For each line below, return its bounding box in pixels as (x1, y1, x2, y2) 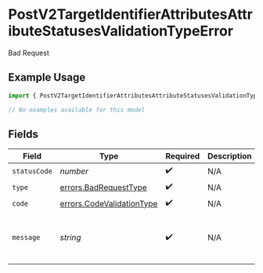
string (59, 232, 81, 243)
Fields (8, 127, 39, 140)
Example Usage (8, 71, 86, 84)
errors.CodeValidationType (59, 198, 158, 209)
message (12, 233, 41, 242)
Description (207, 151, 252, 162)
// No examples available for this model (8, 106, 146, 114)
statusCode (12, 166, 52, 176)
